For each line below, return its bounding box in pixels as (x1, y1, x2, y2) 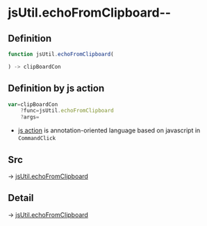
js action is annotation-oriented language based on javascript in (17, 126, 201, 134)
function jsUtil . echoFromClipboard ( (8, 51, 114, 58)
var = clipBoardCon (8, 101, 58, 108)
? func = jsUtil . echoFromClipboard (20, 107, 114, 114)
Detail (8, 192, 34, 204)
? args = (20, 114, 40, 121)
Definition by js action (8, 82, 105, 94)
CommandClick (17, 135, 56, 142)
